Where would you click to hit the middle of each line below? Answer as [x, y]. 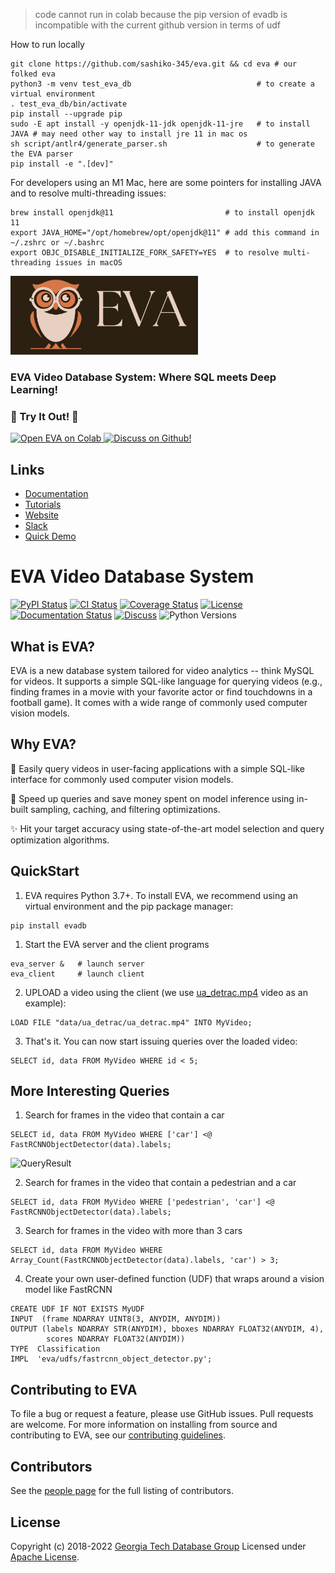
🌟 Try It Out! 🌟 [44, 417]
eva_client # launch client [77, 974]
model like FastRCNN [68, 1290]
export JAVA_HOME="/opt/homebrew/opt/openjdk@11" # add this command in [165, 233]
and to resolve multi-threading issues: [88, 193]
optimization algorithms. [60, 840]
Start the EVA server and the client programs [117, 944]
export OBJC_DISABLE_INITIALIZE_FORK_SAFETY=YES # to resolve [145, 253]
